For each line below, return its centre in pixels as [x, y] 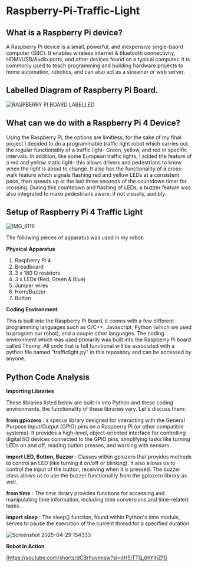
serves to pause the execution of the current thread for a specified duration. [98, 523]
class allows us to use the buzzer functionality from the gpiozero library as [97, 476]
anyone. [16, 358]
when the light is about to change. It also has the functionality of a [86, 169]
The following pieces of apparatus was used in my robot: [75, 238]
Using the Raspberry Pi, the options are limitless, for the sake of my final [94, 137]
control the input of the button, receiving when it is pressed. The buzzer [93, 469]
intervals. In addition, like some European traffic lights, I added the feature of [99, 156]
